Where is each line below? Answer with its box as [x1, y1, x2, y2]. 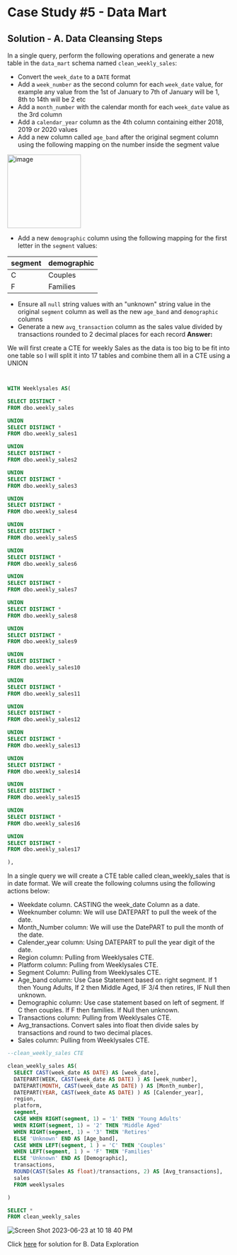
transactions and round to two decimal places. [17, 1029, 154, 1037]
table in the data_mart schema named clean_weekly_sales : [7, 59, 178, 67]
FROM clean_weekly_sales [7, 1213, 81, 1220]
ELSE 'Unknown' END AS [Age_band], [13, 1135, 119, 1142]
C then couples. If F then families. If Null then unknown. [17, 1006, 180, 1015]
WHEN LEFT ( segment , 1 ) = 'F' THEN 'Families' [13, 1148, 154, 1156]
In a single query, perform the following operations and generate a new [7, 51, 214, 60]
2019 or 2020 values [17, 125, 78, 133]
